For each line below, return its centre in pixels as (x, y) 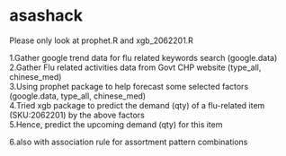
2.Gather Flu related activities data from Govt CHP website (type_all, (135, 67)
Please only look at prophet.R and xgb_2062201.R (101, 40)
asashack (46, 16)
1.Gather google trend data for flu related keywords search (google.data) (143, 57)
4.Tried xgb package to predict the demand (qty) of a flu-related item (137, 105)
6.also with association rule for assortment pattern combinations (129, 142)
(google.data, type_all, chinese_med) (78, 96)
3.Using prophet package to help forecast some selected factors (129, 86)
